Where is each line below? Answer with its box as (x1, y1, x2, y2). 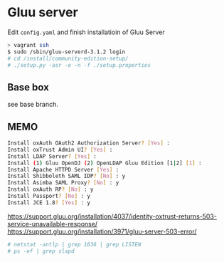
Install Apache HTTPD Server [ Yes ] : (7, 166, 119, 173)
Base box (7, 81, 50, 93)
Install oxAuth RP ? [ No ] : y (7, 186, 94, 193)
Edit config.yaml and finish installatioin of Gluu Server (7, 28, 165, 36)
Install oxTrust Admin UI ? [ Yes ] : (7, 146, 113, 153)
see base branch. (7, 100, 58, 109)
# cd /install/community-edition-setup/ (7, 55, 129, 62)
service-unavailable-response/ (7, 219, 98, 228)
